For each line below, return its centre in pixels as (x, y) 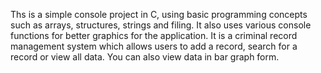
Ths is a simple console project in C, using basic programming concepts (159, 14)
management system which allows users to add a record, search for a (154, 46)
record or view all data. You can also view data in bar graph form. (145, 57)
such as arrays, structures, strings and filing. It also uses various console (161, 25)
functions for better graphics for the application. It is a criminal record (154, 35)
